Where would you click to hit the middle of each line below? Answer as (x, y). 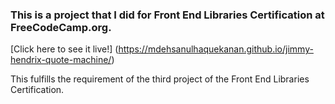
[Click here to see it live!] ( (64, 49)
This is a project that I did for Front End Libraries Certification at (167, 15)
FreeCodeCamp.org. (61, 27)
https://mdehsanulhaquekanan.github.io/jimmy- (216, 49)
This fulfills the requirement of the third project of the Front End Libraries (160, 79)
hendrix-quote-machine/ (61, 60)
